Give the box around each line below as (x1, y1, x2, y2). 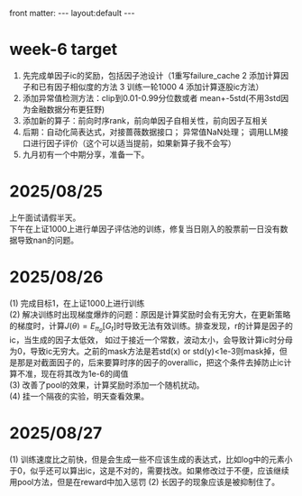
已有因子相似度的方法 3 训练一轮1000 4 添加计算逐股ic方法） (38, 81, 264, 92)
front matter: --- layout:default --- (9, 8, 135, 18)
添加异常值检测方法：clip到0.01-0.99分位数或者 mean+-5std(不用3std (22, 92, 281, 103)
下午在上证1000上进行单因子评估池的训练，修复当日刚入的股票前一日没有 (9, 223, 281, 234)
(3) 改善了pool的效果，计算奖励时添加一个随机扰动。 (9, 379, 205, 390)
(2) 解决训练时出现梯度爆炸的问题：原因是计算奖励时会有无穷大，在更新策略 (9, 308, 291, 319)
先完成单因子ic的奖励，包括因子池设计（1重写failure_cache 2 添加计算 (22, 69, 281, 80)
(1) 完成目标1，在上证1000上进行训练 (9, 298, 145, 308)
